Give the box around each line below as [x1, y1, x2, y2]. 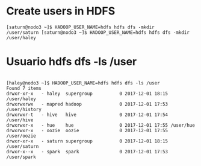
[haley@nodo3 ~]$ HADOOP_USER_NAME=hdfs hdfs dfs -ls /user [6, 80, 161, 86]
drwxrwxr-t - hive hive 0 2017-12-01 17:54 [6, 112, 169, 118]
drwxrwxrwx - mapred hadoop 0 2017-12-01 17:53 [6, 101, 169, 107]
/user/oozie [6, 133, 36, 139]
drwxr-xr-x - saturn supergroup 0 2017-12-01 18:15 [6, 138, 169, 144]
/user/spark [6, 154, 36, 160]
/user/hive [6, 117, 34, 123]
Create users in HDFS [6, 4, 116, 18]
